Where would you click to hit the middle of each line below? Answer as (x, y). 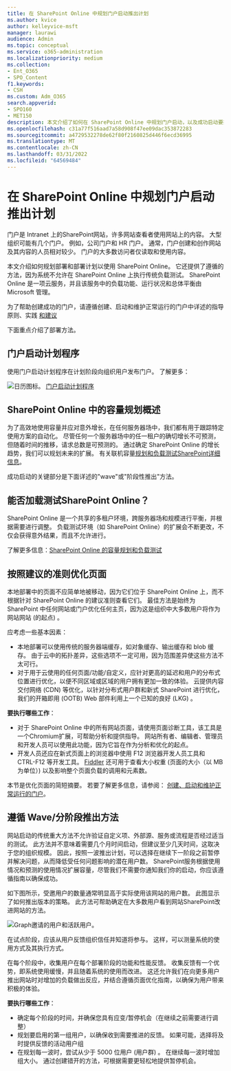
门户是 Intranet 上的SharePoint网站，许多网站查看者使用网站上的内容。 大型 (114, 234)
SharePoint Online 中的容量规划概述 (84, 410)
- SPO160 (20, 109)
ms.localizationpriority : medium (55, 58)
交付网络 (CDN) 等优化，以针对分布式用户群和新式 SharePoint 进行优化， (120, 689)
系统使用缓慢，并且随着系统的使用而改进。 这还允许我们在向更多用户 (122, 971)
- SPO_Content (27, 77)
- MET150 (20, 116)
